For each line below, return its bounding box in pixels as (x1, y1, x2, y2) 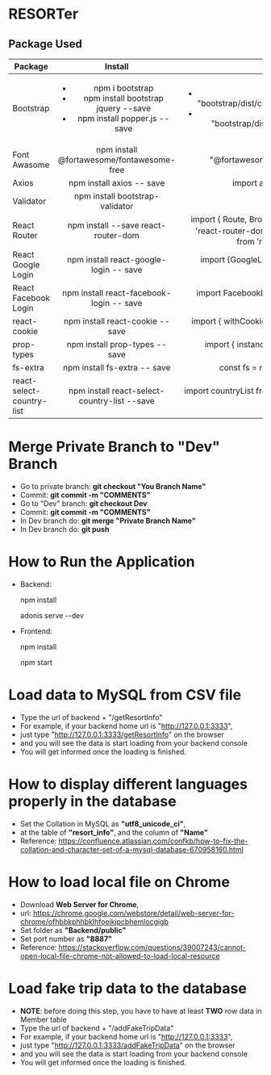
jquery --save (96, 102, 152, 114)
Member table (19, 1014, 67, 1024)
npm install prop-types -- (66, 339, 167, 349)
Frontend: (19, 626, 52, 636)
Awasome (12, 159, 50, 170)
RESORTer (8, 5, 79, 23)
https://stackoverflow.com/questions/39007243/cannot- (58, 942, 247, 952)
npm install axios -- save (68, 178, 165, 188)
